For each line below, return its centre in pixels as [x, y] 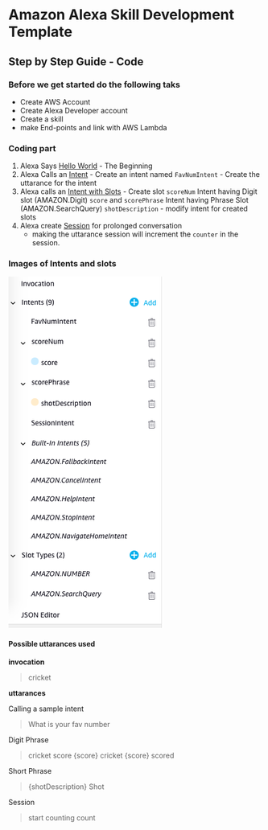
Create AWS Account [55, 101]
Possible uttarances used [52, 644]
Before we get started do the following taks [95, 84]
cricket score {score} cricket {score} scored [101, 755]
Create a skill [41, 119]
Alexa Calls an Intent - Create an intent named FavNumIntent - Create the [140, 175]
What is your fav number [69, 724]
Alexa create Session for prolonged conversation [101, 226]
